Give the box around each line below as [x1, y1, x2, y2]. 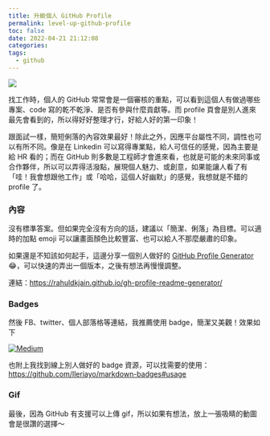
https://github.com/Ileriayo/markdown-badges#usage [8, 369, 187, 379]
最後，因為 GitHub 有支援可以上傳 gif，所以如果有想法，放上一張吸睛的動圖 [8, 409, 257, 418]
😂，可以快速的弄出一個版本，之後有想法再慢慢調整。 [8, 261, 186, 271]
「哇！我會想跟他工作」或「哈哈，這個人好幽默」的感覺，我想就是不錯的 [8, 172, 247, 181]
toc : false [8, 26, 45, 35]
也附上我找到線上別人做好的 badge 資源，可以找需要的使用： [8, 361, 210, 370]
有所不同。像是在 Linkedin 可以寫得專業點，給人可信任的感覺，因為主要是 [14, 141, 259, 151]
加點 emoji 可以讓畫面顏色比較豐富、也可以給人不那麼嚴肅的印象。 [22, 234, 242, 243]
